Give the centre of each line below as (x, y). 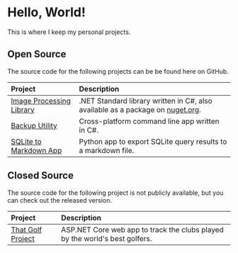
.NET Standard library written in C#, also (146, 101)
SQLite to (26, 141)
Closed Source (41, 175)
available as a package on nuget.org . (140, 109)
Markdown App (36, 150)
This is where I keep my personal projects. (69, 32)
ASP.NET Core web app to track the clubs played (143, 230)
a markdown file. (107, 150)
